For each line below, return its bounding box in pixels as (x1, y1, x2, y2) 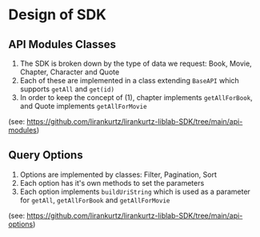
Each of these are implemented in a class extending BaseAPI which (19, 76, 240, 85)
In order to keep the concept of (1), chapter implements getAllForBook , (19, 93, 254, 102)
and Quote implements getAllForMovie (19, 102, 147, 110)
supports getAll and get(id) (19, 84, 114, 94)
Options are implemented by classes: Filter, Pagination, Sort (19, 170, 218, 179)
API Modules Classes (8, 38, 117, 51)
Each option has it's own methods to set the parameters (19, 178, 205, 187)
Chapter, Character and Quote (19, 67, 120, 77)
